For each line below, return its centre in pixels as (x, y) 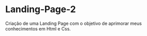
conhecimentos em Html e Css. (38, 28)
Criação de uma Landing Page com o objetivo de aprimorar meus (73, 23)
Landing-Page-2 (41, 9)
